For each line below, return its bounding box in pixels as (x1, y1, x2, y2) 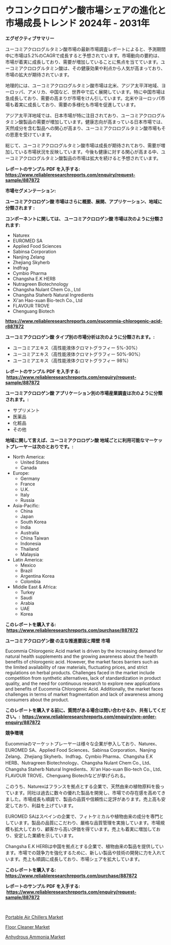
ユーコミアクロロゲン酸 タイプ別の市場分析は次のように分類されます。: (5, 334, 155, 340)
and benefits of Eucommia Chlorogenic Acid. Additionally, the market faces (5, 685, 163, 692)
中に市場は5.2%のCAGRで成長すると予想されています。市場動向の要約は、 (5, 52, 162, 59)
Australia (20, 529, 39, 535)
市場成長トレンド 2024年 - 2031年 (5, 17, 150, 29)
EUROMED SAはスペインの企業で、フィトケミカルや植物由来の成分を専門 (5, 813, 160, 819)
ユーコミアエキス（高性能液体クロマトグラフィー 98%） (12, 357, 132, 364)
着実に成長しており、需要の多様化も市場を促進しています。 (14, 101, 139, 108)
